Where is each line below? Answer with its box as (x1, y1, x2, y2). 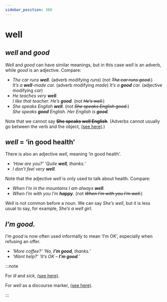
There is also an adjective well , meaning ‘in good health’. (5, 151, 121, 157)
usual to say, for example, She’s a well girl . (5, 205, 93, 212)
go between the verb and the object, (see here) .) (5, 123, 106, 130)
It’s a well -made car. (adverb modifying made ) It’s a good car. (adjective (12, 82, 163, 88)
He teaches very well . (12, 93, 58, 99)
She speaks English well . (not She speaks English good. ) (12, 103, 130, 109)
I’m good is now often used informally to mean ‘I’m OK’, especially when (5, 233, 153, 239)
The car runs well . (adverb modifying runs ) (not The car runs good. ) (12, 77, 153, 83)
